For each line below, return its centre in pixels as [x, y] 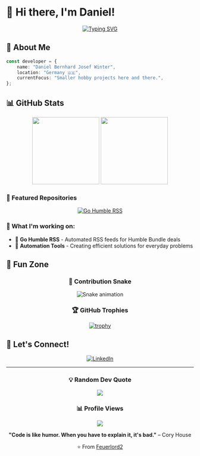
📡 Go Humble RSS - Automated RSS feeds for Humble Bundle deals [97, 239]
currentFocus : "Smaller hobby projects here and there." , [90, 78]
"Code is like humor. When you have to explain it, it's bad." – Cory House [100, 434]
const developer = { [32, 61]
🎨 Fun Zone [27, 264]
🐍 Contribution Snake [100, 281]
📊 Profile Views [100, 408]
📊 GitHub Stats [35, 103]
